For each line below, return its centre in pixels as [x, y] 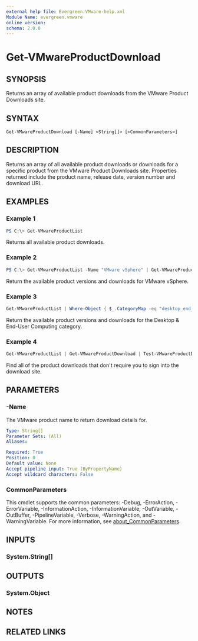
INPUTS [21, 540]
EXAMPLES [27, 202]
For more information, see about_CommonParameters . [115, 521]
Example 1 [21, 218]
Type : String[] [25, 431]
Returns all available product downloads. [55, 242]
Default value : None [32, 463]
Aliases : [17, 442]
